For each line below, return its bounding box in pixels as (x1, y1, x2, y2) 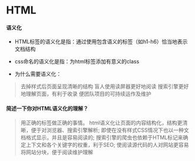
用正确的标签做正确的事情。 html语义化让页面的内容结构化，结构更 (20, 119, 183, 126)
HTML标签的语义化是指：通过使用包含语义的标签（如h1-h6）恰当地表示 (14, 38, 188, 45)
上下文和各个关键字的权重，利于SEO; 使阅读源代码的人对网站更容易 (25, 141, 190, 148)
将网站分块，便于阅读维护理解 (20, 148, 93, 156)
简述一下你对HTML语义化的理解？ (6, 105, 88, 112)
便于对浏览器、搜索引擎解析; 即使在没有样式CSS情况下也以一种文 (31, 126, 190, 133)
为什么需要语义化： (14, 71, 62, 78)
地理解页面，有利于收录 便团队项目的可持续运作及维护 (20, 90, 151, 98)
